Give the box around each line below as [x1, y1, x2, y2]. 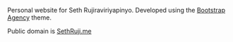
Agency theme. [7, 13, 52, 22]
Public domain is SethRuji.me [7, 27, 92, 35]
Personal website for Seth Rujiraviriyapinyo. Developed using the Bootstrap [7, 6, 226, 14]
